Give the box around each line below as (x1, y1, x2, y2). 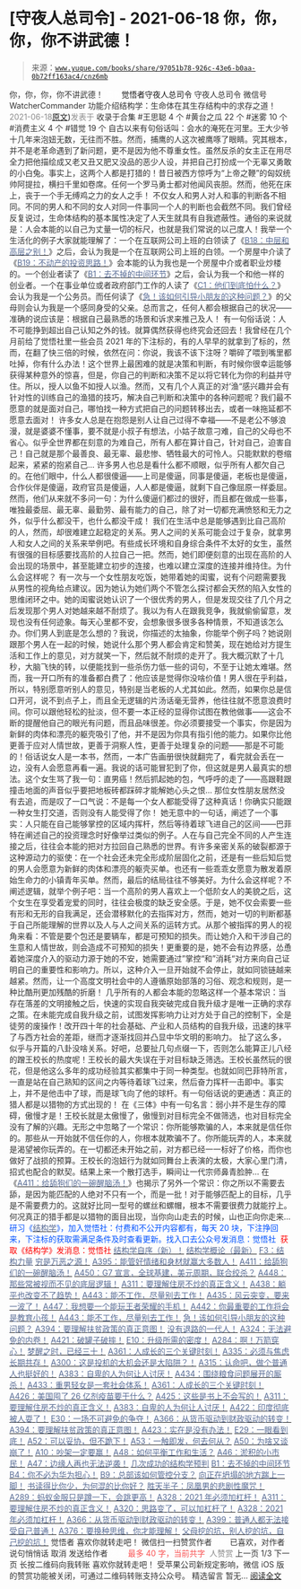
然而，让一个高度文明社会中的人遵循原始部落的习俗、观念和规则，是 (32, 975, 284, 986)
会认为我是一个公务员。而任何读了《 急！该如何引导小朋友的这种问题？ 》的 (9, 291, 284, 302)
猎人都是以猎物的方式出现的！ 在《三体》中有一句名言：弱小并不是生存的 (9, 1099, 279, 1110)
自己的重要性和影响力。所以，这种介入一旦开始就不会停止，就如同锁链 (16, 964, 276, 975)
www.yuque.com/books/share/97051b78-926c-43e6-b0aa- (55, 64, 256, 73)
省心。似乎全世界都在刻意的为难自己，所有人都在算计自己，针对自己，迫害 (9, 436, 284, 447)
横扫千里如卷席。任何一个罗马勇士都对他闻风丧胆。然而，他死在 (47, 179, 284, 189)
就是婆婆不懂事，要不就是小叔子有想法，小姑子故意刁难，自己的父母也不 (24, 426, 292, 436)
